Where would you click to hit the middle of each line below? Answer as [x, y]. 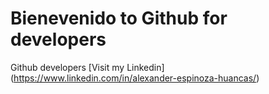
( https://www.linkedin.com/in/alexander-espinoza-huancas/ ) [135, 78]
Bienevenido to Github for [119, 18]
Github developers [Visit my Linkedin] [87, 67]
